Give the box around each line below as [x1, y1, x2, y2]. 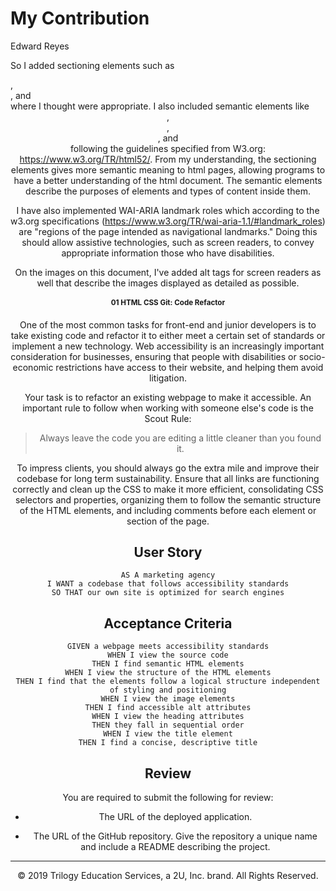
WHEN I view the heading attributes [91, 712, 245, 722]
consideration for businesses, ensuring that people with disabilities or [10, 350, 297, 362]
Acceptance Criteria [103, 615, 233, 632]
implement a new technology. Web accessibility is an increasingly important [11, 340, 325, 352]
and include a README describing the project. [80, 841, 271, 853]
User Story [133, 543, 203, 561]
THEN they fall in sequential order [91, 720, 245, 731]
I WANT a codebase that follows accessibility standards [46, 579, 290, 589]
